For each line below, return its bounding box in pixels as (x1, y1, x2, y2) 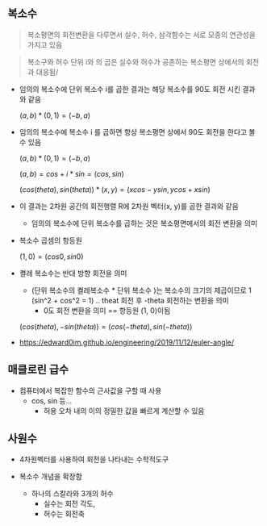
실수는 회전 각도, (43, 499, 96, 509)
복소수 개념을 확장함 (19, 472, 82, 482)
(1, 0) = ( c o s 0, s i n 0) (19, 252, 84, 261)
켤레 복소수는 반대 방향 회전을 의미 (19, 268, 127, 278)
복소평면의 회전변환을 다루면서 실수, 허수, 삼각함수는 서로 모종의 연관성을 (27, 30, 256, 40)
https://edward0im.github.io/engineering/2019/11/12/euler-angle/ (19, 337, 235, 347)
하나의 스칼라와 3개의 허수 (31, 489, 114, 499)
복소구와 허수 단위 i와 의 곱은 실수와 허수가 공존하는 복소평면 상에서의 (27, 56, 244, 66)
